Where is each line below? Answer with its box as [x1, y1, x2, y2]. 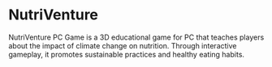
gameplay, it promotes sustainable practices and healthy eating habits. [8, 49, 245, 59]
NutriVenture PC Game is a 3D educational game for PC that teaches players [8, 32, 265, 42]
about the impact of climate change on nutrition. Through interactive [8, 40, 237, 50]
